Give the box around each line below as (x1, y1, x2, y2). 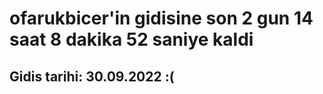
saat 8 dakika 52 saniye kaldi (9, 28, 254, 51)
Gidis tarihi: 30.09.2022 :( (9, 68, 175, 85)
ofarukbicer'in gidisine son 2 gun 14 (9, 7, 314, 30)
